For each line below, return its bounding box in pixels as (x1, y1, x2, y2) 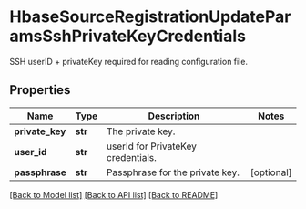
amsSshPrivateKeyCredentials (9, 26, 246, 47)
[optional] (250, 166, 292, 179)
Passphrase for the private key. (106, 166, 240, 179)
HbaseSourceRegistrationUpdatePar (9, 6, 291, 27)
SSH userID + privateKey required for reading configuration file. (9, 56, 249, 67)
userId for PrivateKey (106, 140, 198, 152)
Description (148, 110, 200, 122)
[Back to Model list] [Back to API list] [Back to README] (9, 189, 219, 200)
